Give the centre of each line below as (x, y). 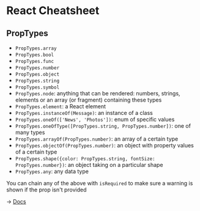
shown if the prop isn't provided (46, 190)
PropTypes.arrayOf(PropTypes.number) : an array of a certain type (97, 139)
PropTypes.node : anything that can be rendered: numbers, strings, (98, 93)
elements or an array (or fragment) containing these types (88, 100)
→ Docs (16, 202)
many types (30, 132)
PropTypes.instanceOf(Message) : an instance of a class (84, 113)
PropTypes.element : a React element (60, 106)
